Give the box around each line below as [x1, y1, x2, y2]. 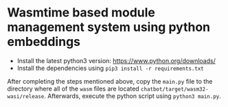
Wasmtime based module [7, 5, 156, 21]
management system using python [7, 19, 211, 35]
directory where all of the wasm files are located [7, 84, 139, 93]
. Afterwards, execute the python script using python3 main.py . [43, 91, 222, 100]
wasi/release [7, 93, 45, 100]
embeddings [7, 34, 81, 49]
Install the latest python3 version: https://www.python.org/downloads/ [16, 56, 216, 64]
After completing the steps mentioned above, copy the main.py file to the [7, 77, 213, 85]
